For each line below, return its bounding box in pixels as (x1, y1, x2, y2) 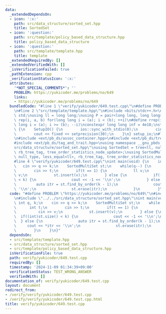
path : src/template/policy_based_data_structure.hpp (14, 35, 125, 40)
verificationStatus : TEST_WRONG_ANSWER (9, 269, 92, 274)
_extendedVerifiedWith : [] (9, 62, 65, 67)
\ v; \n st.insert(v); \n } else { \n (14, 173, 127, 178)
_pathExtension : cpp (9, 72, 52, 77)
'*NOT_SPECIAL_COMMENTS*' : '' (14, 85, 77, 90)
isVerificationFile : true (9, 251, 63, 256)
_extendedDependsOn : (9, 12, 52, 17)
